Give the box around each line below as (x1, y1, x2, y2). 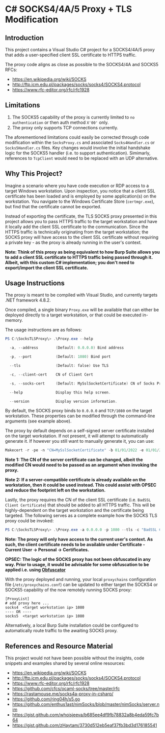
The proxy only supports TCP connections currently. (12, 124, 119, 130)
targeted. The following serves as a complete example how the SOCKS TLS (5, 512, 158, 519)
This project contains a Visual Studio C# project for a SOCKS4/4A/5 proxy (5, 47, 155, 52)
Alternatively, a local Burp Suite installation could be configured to (5, 622, 139, 628)
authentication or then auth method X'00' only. (12, 119, 109, 125)
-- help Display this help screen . (9, 390, 111, 395)
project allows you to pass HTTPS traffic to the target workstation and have (5, 218, 158, 224)
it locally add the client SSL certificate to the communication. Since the (5, 224, 148, 230)
